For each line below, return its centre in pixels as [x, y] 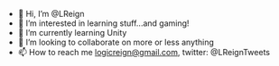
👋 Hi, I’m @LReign [51, 14]
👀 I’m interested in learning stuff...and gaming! [103, 23]
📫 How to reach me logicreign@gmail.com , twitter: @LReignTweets [144, 52]
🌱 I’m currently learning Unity [72, 33]
